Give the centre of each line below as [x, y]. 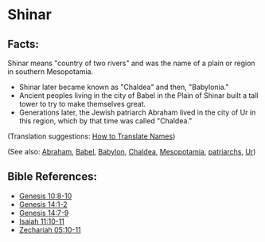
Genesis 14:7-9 [44, 213]
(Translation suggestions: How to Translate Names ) [92, 136]
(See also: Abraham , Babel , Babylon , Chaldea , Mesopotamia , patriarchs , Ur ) [132, 152]
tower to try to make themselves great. [82, 104]
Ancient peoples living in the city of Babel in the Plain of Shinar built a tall [138, 96]
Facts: [23, 44]
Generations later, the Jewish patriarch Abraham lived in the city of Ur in [137, 112]
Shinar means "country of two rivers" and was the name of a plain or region [131, 63]
